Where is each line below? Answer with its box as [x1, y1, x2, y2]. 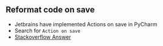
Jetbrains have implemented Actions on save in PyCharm [14, 20, 158, 27]
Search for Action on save [14, 27, 81, 34]
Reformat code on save [5, 5, 95, 15]
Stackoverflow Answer [14, 33, 72, 41]
